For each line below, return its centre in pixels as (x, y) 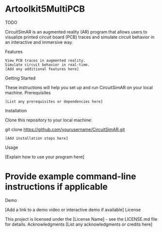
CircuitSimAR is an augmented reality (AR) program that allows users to (76, 32)
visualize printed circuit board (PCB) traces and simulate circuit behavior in (80, 37)
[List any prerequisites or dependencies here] (54, 101)
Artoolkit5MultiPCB (45, 9)
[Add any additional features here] (42, 69)
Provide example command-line (71, 177)
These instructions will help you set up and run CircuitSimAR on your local (79, 87)
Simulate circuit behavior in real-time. (48, 65)
